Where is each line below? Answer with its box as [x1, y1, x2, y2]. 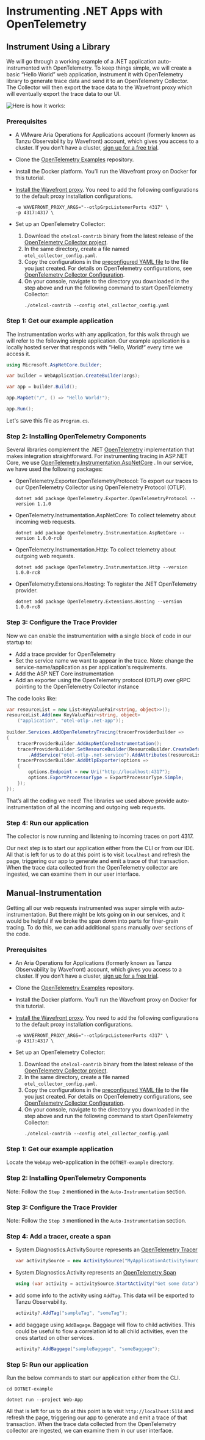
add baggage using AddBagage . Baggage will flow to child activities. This [15, 1321, 195, 1328]
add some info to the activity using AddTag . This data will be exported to [15, 1292, 195, 1299]
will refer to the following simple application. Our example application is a [6, 337, 190, 344]
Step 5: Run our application [6, 1360, 88, 1369]
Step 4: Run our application [6, 818, 89, 827]
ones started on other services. [15, 1334, 95, 1341]
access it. [6, 350, 31, 357]
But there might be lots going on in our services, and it [48, 911, 185, 918]
